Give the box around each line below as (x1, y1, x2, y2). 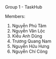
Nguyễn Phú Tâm (12, 23, 47, 29)
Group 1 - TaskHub (5, 4, 42, 10)
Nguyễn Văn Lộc (12, 28, 45, 33)
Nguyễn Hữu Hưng (12, 44, 50, 49)
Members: (5, 14, 26, 19)
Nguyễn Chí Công (12, 48, 48, 54)
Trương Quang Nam (12, 38, 52, 44)
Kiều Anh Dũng (12, 33, 42, 39)
